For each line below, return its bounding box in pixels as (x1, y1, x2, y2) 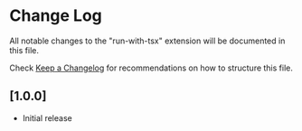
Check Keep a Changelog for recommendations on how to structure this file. (9, 62, 294, 73)
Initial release (22, 112, 72, 123)
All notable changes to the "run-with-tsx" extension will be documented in (9, 35, 286, 46)
